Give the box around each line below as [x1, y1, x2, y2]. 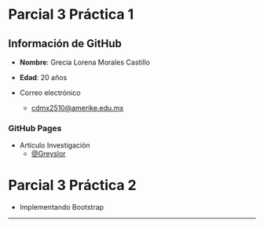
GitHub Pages [8, 123, 62, 134]
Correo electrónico [19, 88, 81, 97]
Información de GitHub [8, 37, 122, 50]
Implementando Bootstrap [19, 203, 104, 212]
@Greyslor [31, 149, 66, 159]
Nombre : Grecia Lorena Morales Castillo [19, 57, 151, 67]
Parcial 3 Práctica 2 [8, 177, 137, 194]
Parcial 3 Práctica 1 [8, 5, 134, 24]
